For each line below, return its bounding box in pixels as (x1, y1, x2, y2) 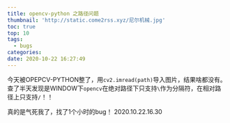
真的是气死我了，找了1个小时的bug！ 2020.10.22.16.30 (7, 107, 162, 115)
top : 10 (7, 29, 30, 37)
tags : (7, 36, 23, 43)
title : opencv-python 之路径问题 (7, 10, 99, 17)
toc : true (7, 23, 36, 30)
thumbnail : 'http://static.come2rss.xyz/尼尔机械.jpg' (7, 17, 166, 24)
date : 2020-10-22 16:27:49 (7, 56, 86, 63)
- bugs (13, 42, 33, 49)
